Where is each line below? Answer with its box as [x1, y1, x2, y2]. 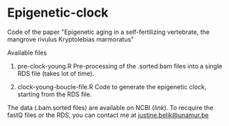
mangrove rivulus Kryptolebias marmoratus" [7, 35, 134, 43]
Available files [7, 48, 47, 57]
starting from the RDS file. [17, 90, 92, 98]
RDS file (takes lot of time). [17, 69, 95, 78]
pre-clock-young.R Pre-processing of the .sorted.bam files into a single [17, 62, 223, 70]
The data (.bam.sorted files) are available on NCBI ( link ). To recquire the [7, 103, 214, 111]
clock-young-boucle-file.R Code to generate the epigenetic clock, [17, 82, 207, 91]
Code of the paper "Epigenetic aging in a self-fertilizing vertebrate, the [7, 28, 210, 36]
